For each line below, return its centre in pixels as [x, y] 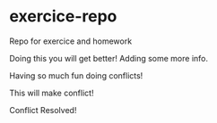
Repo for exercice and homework [71, 41]
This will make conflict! [52, 93]
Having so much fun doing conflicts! [76, 75]
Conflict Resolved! [43, 110]
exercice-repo [63, 16]
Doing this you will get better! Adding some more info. [109, 58]
